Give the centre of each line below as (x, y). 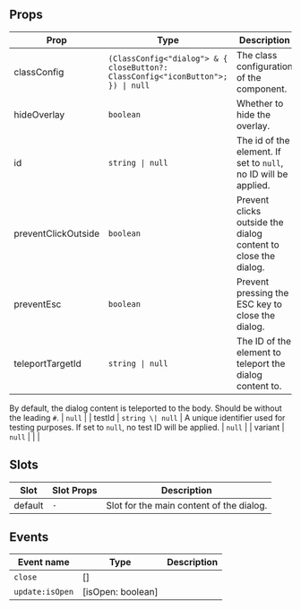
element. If (258, 152)
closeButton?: (138, 67)
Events (29, 537)
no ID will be (262, 174)
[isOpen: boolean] (120, 592)
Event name (43, 562)
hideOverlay (39, 114)
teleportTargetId (48, 363)
